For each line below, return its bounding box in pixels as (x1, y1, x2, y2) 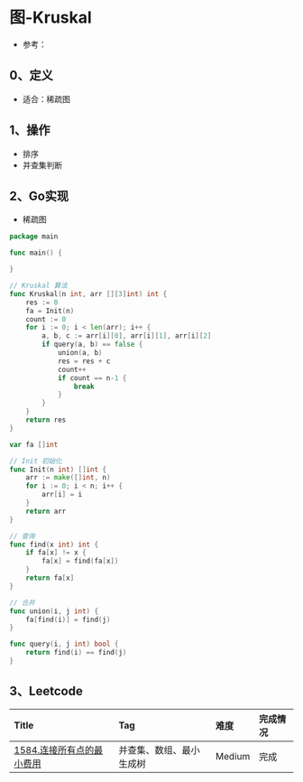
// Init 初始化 (9, 456, 62, 465)
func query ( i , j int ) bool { (9, 639, 119, 649)
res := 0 (25, 298, 59, 307)
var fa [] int (9, 440, 59, 449)
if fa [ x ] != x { (25, 548, 87, 557)
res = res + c (57, 357, 111, 366)
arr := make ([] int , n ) (25, 473, 111, 482)
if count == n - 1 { (57, 373, 127, 383)
